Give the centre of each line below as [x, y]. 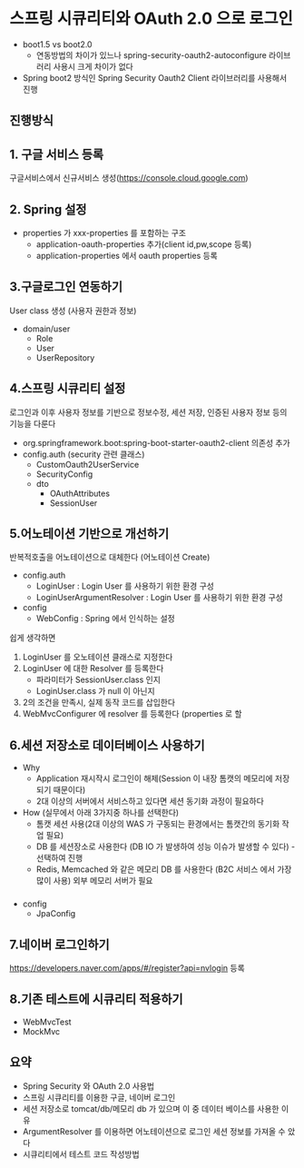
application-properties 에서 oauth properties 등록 [127, 255]
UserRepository [65, 357]
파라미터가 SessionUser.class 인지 [98, 680]
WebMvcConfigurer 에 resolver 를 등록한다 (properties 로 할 [132, 714]
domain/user [46, 329]
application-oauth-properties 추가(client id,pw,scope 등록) [144, 244]
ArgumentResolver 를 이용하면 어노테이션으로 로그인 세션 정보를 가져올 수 [154, 1131]
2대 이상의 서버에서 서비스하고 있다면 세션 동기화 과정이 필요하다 [150, 801]
